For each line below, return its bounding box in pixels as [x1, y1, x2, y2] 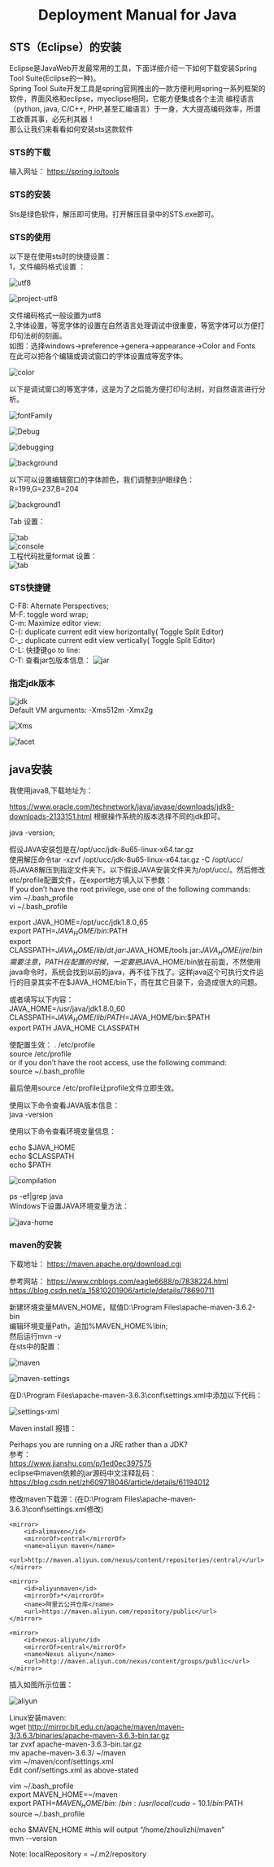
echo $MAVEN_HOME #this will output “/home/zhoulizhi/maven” [9, 1825, 225, 1834]
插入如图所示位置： [9, 1679, 74, 1690]
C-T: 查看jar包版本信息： [9, 655, 92, 665]
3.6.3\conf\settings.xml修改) [9, 1504, 104, 1514]
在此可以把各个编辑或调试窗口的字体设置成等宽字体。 [9, 351, 188, 361]
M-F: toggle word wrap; [9, 610, 89, 619]
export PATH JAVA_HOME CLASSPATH [9, 1023, 140, 1033]
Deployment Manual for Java [37, 6, 237, 24]
